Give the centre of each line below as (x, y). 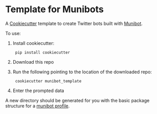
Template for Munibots (55, 9)
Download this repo (33, 62)
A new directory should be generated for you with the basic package (77, 100)
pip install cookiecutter (43, 52)
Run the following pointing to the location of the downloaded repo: (82, 72)
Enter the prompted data (38, 91)
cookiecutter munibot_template (48, 81)
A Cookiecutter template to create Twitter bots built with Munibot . (74, 23)
